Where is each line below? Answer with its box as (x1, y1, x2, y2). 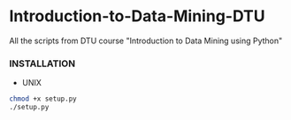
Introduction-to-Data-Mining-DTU (9, 6, 265, 26)
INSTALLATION (9, 57, 76, 70)
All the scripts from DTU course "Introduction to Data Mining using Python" (9, 35, 283, 46)
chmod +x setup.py (9, 94, 77, 103)
